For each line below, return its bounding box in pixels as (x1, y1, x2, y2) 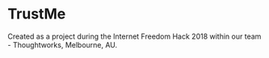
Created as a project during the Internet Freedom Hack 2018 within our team (7, 31, 262, 41)
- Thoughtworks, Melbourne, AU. (7, 39, 118, 49)
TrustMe (7, 5, 66, 23)
